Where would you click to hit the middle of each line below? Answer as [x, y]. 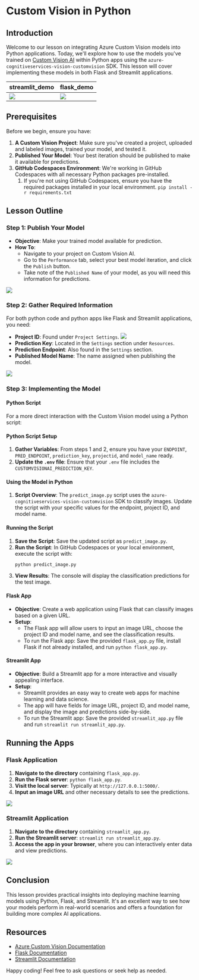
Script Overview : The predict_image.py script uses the [82, 495]
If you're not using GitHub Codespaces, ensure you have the [98, 180]
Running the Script [30, 527]
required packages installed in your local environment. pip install [105, 187]
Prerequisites [31, 117]
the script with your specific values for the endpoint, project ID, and [97, 508]
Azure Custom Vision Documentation [60, 947]
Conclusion [28, 880]
